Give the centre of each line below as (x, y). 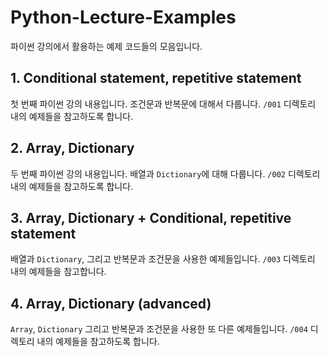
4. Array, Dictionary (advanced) (111, 303)
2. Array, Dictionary (72, 148)
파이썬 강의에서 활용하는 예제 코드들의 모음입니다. (106, 46)
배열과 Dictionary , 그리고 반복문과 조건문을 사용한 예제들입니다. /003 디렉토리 (163, 259)
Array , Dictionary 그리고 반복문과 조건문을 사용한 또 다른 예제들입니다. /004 (159, 329)
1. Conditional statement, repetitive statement (156, 78)
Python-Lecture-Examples (123, 17)
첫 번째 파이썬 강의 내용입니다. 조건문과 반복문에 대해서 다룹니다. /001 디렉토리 (163, 103)
